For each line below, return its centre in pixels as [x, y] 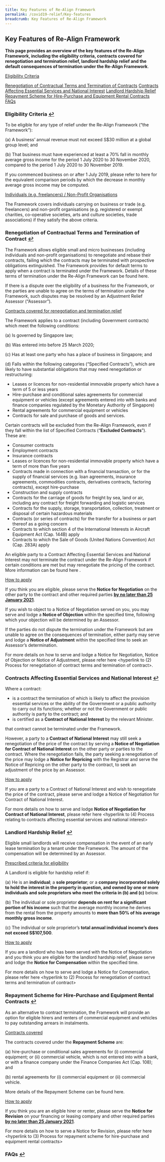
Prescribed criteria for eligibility [37, 863]
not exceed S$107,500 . [29, 933]
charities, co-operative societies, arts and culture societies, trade [71, 215]
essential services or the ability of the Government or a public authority [84, 704]
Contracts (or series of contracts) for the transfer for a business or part [84, 519]
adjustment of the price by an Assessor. [45, 770]
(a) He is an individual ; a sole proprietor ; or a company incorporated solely [82, 882]
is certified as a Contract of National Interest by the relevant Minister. [83, 720]
